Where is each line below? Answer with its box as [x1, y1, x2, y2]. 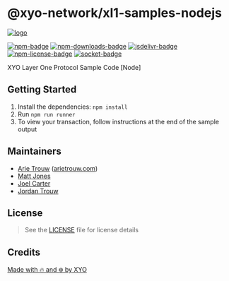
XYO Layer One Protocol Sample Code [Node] [7, 63, 141, 71]
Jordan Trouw [17, 186, 59, 195]
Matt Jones [17, 172, 51, 180]
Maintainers [7, 145, 62, 157]
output [17, 125, 37, 133]
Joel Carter [17, 179, 51, 188]
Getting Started [7, 83, 77, 96]
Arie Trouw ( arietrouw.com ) [17, 164, 98, 172]
